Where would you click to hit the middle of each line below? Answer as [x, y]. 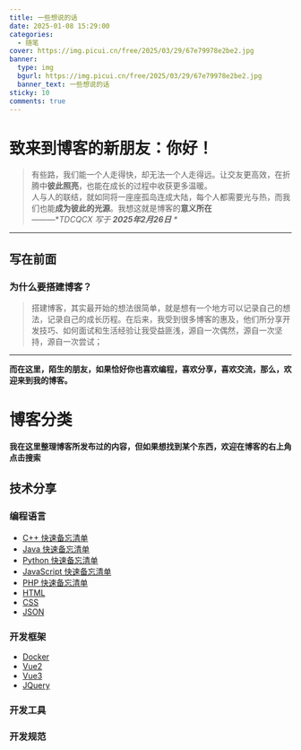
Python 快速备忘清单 [60, 560]
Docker [36, 657]
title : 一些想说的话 [43, 17]
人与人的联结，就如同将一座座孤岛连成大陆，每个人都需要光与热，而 [157, 197]
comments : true [38, 101]
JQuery [36, 685]
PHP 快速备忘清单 [55, 582]
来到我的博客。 [44, 380]
